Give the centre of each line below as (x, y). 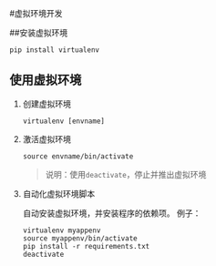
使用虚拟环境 (46, 80)
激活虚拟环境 (46, 138)
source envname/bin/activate (78, 156)
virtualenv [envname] (63, 121)
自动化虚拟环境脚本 (59, 193)
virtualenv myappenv (62, 230)
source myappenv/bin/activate (80, 238)
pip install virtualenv (55, 50)
